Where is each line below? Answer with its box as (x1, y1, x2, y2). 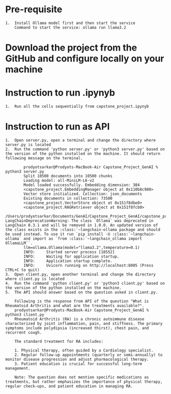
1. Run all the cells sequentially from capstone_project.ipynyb (5, 104, 149, 109)
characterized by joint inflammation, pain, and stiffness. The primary (5, 321, 163, 326)
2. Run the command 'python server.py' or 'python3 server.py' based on (5, 147, 165, 152)
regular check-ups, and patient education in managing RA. (5, 384, 133, 389)
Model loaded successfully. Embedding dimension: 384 (23, 182, 140, 188)
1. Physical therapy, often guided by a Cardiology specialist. (14, 348, 154, 353)
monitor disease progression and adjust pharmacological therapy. (5, 357, 149, 362)
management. (5, 366, 31, 371)
